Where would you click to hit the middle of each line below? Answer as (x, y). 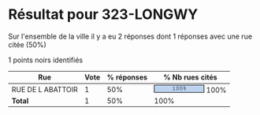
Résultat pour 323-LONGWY (103, 15)
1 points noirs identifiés (46, 60)
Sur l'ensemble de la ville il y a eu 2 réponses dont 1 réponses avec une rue (130, 36)
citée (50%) (28, 44)
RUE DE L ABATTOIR (45, 89)
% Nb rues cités (191, 77)
